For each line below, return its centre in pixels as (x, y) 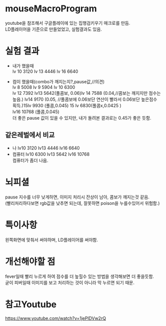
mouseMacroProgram (51, 9)
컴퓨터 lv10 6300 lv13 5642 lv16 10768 (51, 154)
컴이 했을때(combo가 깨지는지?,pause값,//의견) (58, 81)
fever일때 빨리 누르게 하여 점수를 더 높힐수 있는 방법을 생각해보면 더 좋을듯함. (80, 276)
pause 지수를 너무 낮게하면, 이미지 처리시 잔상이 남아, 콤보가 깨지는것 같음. (77, 197)
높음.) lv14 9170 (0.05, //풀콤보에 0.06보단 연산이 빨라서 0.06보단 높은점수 (85, 99)
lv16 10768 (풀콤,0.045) (36, 112)
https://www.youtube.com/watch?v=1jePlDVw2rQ (56, 319)
